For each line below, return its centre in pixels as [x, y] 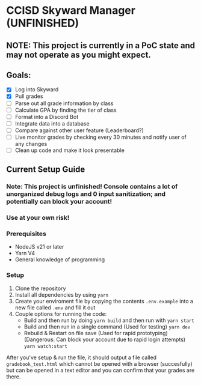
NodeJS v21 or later [39, 247]
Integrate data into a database [52, 123]
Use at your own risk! [38, 218]
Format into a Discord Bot [47, 117]
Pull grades [29, 96]
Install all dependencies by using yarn [62, 294]
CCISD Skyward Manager [71, 11]
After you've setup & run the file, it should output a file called [82, 357]
